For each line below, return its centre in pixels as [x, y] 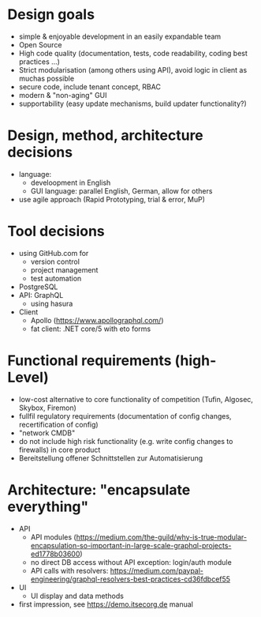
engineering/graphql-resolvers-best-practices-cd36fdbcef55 [130, 579]
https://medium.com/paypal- [157, 570]
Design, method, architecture [106, 135]
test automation [56, 278]
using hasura [52, 303]
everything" [48, 506]
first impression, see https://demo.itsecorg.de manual [106, 604]
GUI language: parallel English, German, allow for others [121, 190]
